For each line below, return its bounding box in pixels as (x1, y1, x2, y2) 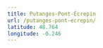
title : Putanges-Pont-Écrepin (7, 10, 97, 18)
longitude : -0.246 (7, 30, 61, 37)
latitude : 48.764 (7, 23, 59, 30)
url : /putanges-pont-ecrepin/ (7, 17, 97, 24)
